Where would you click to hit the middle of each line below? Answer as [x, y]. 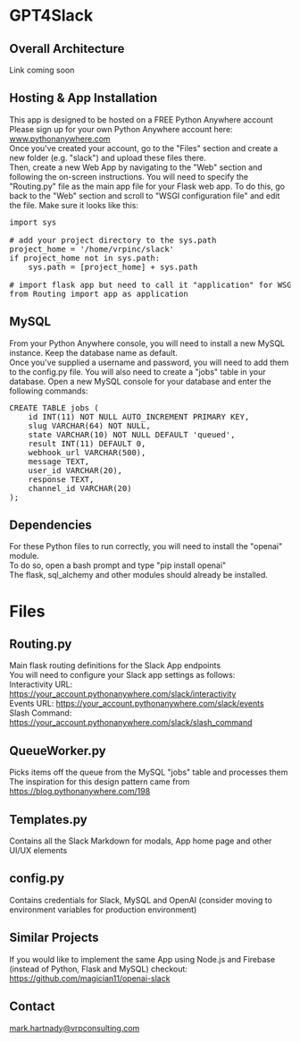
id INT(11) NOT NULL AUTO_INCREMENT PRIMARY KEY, [139, 416]
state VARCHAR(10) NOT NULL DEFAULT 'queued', [132, 434]
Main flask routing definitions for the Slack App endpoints [115, 665]
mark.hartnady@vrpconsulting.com [75, 1028]
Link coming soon [42, 70]
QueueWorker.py [58, 751]
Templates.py [48, 819]
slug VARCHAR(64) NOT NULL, [89, 425]
